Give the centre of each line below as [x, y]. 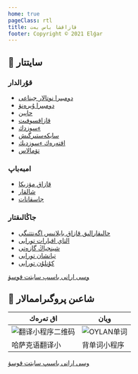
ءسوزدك [29, 127]
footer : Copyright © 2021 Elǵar [55, 34]
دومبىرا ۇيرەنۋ [36, 105]
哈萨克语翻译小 [37, 345]
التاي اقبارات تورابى [44, 240]
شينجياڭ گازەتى [39, 247]
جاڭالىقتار [22, 218]
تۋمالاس [29, 150]
